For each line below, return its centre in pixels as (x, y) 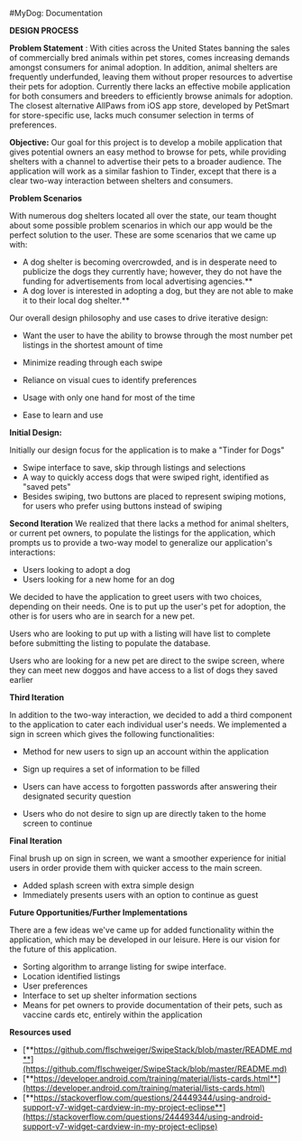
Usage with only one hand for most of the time (109, 397)
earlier (21, 680)
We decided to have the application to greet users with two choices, (136, 597)
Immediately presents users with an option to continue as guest (140, 895)
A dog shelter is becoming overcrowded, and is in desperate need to (150, 262)
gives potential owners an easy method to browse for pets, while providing (148, 152)
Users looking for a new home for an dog (99, 579)
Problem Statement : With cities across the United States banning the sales (150, 48)
